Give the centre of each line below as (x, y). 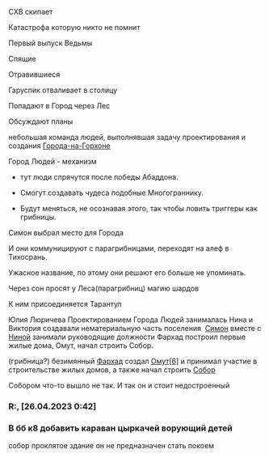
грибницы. (38, 217)
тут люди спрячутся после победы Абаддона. (99, 177)
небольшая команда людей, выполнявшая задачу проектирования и (127, 137)
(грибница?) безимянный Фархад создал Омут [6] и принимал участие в (133, 361)
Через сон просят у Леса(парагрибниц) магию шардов (104, 288)
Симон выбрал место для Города (66, 233)
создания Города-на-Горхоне (59, 146)
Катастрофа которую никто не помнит (74, 27)
